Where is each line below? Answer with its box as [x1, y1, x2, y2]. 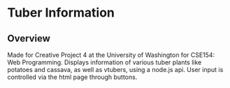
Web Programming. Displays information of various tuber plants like [7, 58, 202, 67]
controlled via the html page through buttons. [7, 73, 138, 81]
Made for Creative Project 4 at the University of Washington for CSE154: [7, 51, 215, 59]
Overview [7, 33, 51, 44]
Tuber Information [7, 5, 115, 21]
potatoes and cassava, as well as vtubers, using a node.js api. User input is [7, 66, 224, 73]
